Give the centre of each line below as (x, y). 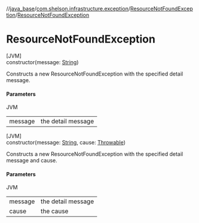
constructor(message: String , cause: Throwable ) (66, 143)
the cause (55, 211)
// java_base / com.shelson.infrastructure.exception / (68, 9)
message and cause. (32, 161)
